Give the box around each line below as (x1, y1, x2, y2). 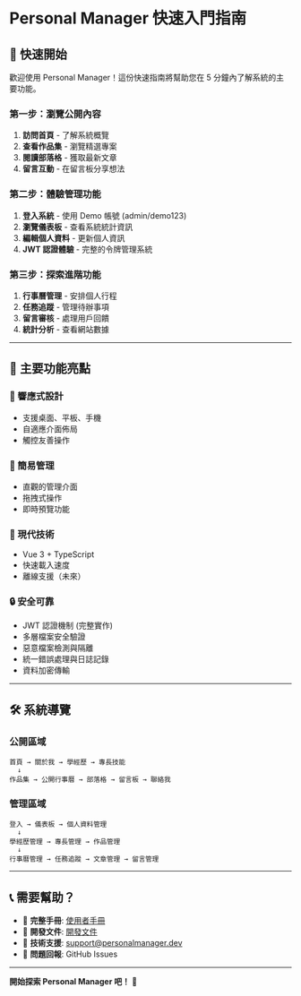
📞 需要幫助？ (9, 889, 76, 905)
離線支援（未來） (21, 571, 86, 582)
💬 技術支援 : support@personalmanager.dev (21, 938, 183, 949)
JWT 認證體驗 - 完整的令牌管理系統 (21, 244, 153, 254)
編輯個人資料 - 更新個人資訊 (21, 232, 125, 243)
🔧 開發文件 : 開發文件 (21, 926, 98, 937)
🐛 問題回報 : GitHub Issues (21, 949, 118, 959)
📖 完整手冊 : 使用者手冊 (21, 915, 106, 926)
